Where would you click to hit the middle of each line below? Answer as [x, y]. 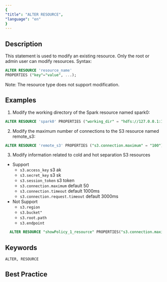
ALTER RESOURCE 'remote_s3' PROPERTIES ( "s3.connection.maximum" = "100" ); [85, 145]
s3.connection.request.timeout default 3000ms [69, 196]
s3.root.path [33, 218]
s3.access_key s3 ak [41, 170]
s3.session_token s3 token [47, 181]
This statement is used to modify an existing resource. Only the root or [77, 56]
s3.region [30, 208]
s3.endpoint [32, 223]
